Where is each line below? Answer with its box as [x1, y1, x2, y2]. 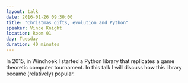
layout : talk [6, 8, 39, 15]
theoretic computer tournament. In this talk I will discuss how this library [6, 64, 182, 71]
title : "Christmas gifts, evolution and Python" [6, 19, 129, 25]
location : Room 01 [6, 31, 52, 36]
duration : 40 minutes [6, 42, 60, 48]
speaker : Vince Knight [6, 25, 62, 31]
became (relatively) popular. [6, 70, 75, 77]
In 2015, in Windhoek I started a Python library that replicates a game [6, 57, 175, 65]
